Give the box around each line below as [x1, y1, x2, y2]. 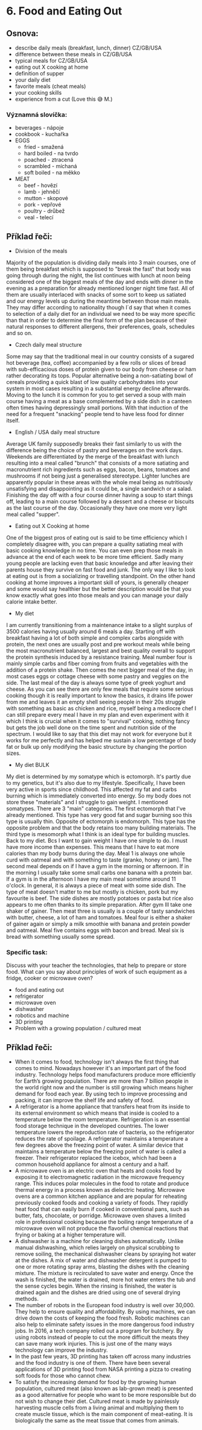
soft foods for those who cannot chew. [14, 1372, 112, 1379]
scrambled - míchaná [24, 163, 77, 170]
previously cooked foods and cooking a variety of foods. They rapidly [14, 1199, 188, 1206]
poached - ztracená [24, 156, 74, 163]
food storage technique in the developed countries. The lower [14, 1123, 169, 1130]
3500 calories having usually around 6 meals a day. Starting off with [6, 628, 176, 635]
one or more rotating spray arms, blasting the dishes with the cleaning [14, 1263, 190, 1270]
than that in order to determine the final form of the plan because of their [6, 317, 187, 324]
